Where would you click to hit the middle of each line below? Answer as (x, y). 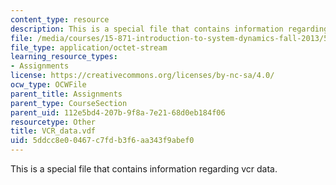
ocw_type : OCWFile (48, 85)
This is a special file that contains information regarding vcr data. (144, 169)
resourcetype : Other (53, 122)
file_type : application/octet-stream (89, 47)
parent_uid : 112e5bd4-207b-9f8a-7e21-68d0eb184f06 (118, 112)
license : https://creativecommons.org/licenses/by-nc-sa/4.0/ (142, 76)
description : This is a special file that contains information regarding (169, 29)
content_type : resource (60, 19)
